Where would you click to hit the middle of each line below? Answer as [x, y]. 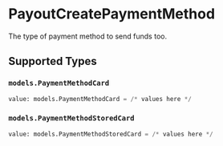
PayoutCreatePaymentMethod [111, 14]
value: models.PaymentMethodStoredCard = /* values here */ [111, 134]
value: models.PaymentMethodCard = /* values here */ [100, 99]
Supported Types [53, 61]
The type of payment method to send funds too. [87, 36]
